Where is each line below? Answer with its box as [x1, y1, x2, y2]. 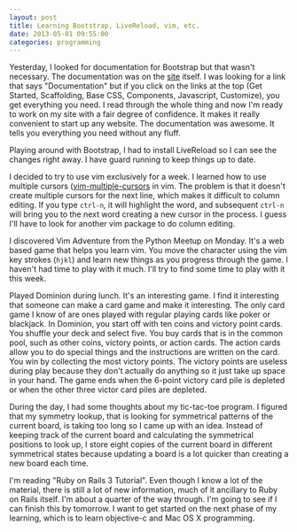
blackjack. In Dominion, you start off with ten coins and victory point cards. [9, 319, 284, 329]
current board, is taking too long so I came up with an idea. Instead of [9, 420, 263, 431]
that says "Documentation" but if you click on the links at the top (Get [9, 81, 263, 91]
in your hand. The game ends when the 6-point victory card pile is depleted [9, 375, 285, 386]
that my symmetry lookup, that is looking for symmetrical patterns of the [9, 411, 274, 421]
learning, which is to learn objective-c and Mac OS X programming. [9, 513, 255, 523]
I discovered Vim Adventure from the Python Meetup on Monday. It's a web [9, 235, 285, 246]
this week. [9, 274, 47, 284]
